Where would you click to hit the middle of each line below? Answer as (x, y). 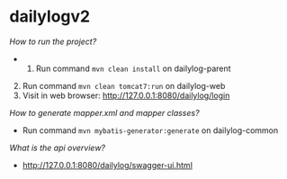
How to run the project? (53, 41)
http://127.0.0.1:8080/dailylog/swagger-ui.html (108, 165)
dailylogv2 (50, 17)
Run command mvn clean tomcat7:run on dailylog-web (124, 85)
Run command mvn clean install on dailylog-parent (133, 68)
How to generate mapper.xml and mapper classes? (104, 112)
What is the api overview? (58, 148)
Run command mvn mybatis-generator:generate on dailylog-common (150, 130)
